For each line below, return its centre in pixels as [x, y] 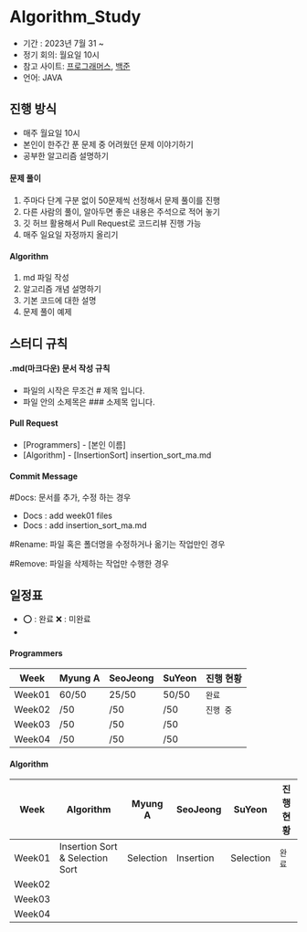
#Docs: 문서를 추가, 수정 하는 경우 [70, 498]
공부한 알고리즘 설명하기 [66, 155]
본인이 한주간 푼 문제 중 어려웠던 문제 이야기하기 [108, 144]
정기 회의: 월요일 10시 [61, 54]
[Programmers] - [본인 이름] [74, 444]
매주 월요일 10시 [51, 132]
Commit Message [44, 476]
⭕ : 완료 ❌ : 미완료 [57, 619]
